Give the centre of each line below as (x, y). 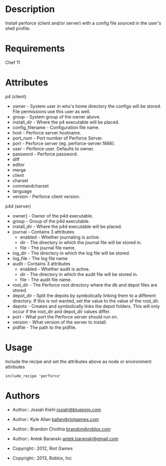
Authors (22, 395)
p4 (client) (16, 96)
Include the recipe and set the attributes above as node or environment (78, 361)
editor (18, 164)
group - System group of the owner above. (56, 116)
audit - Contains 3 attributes (41, 263)
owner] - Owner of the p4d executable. (53, 215)
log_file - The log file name (40, 258)
